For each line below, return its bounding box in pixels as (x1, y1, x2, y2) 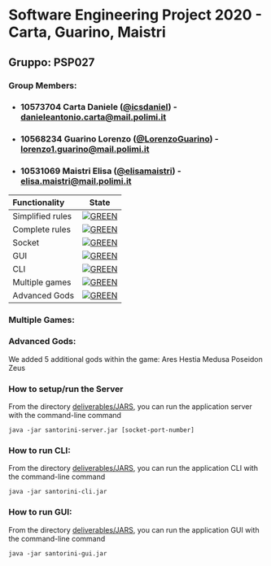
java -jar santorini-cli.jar (8, 488, 107, 496)
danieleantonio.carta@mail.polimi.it (20, 111, 167, 123)
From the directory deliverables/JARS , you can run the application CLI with (8, 464, 259, 473)
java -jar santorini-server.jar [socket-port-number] (8, 426, 195, 434)
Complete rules (12, 224, 72, 235)
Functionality (12, 197, 65, 208)
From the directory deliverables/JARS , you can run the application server (8, 402, 252, 411)
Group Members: (8, 80, 77, 91)
